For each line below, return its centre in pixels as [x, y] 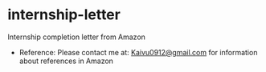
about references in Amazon [66, 61]
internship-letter [64, 15]
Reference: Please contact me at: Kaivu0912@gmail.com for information [138, 52]
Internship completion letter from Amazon [77, 37]
